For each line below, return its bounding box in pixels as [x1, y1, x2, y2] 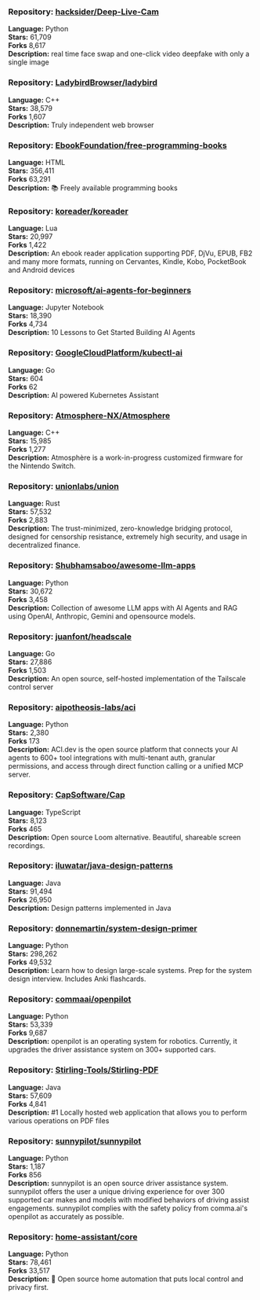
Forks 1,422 [8, 241, 47, 250]
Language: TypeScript [8, 807, 81, 817]
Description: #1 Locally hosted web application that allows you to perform [8, 1107, 247, 1117]
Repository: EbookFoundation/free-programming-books [8, 140, 227, 151]
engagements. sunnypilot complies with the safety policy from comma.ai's [8, 1203, 248, 1213]
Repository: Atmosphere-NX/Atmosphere [8, 409, 171, 420]
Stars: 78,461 [8, 1258, 52, 1267]
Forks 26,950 [8, 894, 52, 904]
